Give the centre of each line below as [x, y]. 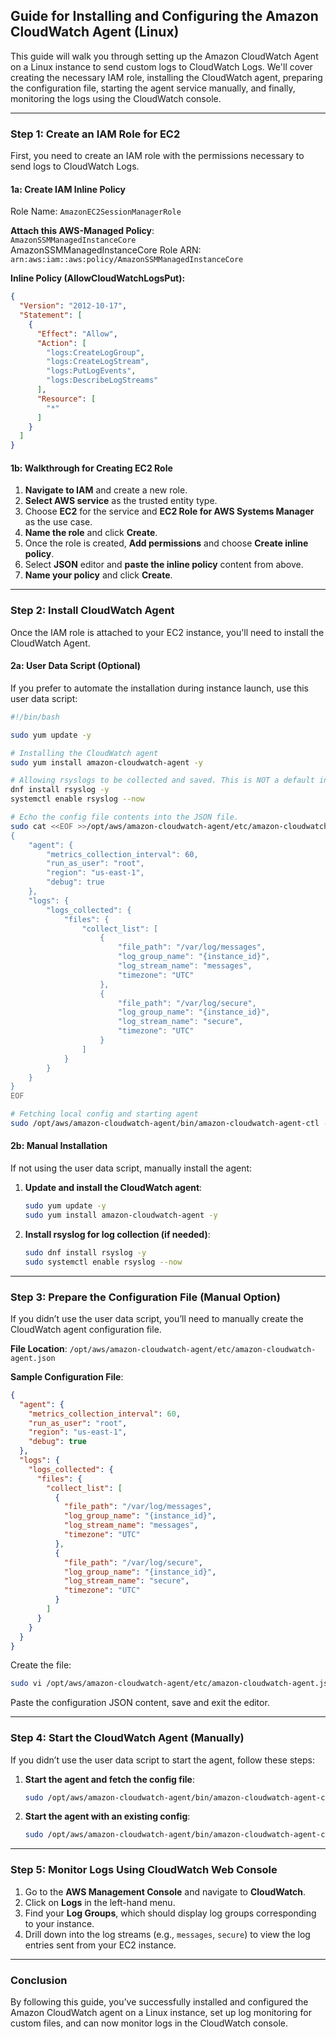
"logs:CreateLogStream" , [98, 362]
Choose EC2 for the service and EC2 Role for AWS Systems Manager [169, 511]
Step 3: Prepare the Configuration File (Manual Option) [145, 1297]
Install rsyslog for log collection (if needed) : [117, 1234]
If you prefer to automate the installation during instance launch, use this [159, 688]
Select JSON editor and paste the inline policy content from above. [164, 565]
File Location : [39, 1348]
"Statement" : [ [51, 315]
